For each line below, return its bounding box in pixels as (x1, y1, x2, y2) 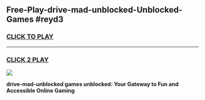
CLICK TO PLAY (6, 33, 54, 41)
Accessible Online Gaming (6, 87, 75, 94)
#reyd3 (35, 15, 64, 25)
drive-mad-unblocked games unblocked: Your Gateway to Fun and (6, 80, 179, 87)
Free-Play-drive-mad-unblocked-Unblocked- (6, 5, 183, 15)
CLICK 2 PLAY (6, 55, 49, 64)
